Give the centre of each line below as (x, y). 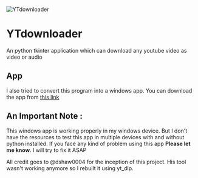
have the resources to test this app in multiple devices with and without (95, 137)
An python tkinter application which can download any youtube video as (97, 50)
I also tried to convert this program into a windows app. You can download (99, 90)
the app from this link (33, 97)
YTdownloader (44, 34)
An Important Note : (45, 116)
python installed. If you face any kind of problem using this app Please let (98, 143)
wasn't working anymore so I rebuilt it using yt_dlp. (70, 168)
